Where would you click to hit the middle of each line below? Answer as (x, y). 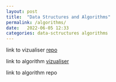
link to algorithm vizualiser (38, 61)
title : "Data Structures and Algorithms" (58, 17)
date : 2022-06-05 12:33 (37, 28)
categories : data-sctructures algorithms (57, 33)
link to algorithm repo (31, 73)
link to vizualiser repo (32, 50)
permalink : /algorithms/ (36, 22)
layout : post (22, 11)
